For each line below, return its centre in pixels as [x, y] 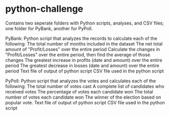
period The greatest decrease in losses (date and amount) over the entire [82, 65]
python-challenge [44, 9]
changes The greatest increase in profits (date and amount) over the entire [84, 60]
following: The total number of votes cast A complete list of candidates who [85, 86]
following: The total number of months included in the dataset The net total [84, 43]
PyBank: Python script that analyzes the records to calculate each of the [81, 38]
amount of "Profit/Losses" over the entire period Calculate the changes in [82, 49]
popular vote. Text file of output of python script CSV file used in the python [85, 102]
